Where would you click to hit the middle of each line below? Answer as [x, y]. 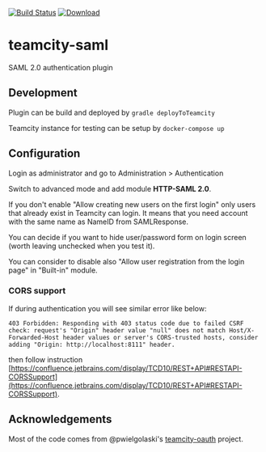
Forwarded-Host [34, 337]
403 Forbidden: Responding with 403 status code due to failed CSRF [126, 323]
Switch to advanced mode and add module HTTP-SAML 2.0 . [110, 188]
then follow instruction [46, 359]
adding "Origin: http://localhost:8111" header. [92, 344]
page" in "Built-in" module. [53, 270]
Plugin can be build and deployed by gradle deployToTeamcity [112, 112]
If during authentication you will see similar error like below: [108, 308]
